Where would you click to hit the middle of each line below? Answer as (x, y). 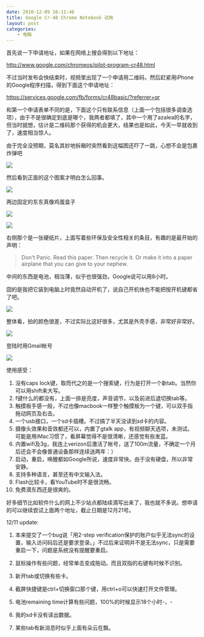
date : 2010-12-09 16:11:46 (40, 12)
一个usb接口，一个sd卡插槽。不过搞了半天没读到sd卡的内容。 (92, 421)
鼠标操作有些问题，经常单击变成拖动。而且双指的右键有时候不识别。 (100, 563)
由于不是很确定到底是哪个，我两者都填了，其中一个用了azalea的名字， (107, 118)
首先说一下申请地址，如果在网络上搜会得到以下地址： (73, 53)
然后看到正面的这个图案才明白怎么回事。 (57, 178)
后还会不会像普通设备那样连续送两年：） (66, 452)
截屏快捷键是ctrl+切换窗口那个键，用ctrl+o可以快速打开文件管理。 (97, 589)
